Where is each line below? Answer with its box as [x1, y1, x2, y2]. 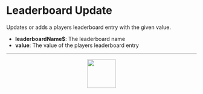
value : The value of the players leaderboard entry [14, 42, 139, 49]
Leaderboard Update [6, 4, 113, 17]
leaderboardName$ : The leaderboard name [14, 35, 126, 42]
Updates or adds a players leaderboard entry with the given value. [6, 23, 171, 31]
